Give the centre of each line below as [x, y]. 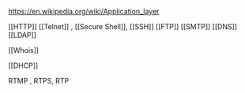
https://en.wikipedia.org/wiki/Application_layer [84, 11]
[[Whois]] [24, 50]
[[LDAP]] [23, 35]
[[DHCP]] [23, 65]
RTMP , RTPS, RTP [39, 81]
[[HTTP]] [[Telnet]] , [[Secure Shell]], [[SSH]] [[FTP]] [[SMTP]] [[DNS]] [123, 26]
